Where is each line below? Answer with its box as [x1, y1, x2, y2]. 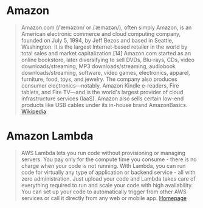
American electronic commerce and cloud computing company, [21, 30, 181, 37]
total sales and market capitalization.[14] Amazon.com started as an [21, 49, 191, 57]
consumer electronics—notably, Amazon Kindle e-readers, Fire [21, 81, 179, 89]
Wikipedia [21, 108, 47, 115]
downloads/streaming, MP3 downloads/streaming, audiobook [21, 62, 176, 70]
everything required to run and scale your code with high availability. [21, 181, 193, 189]
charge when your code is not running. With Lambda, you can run [21, 162, 186, 169]
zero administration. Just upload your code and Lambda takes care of [21, 175, 196, 182]
